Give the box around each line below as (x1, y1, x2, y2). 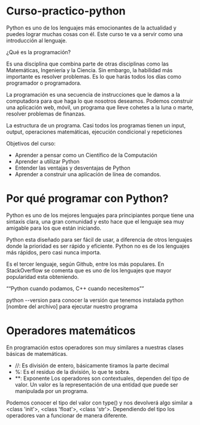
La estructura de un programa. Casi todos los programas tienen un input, (6, 121, 186, 129)
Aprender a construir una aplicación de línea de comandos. (14, 170, 162, 178)
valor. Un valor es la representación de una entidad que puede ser (14, 381, 178, 388)
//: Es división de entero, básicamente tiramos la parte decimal (14, 362, 169, 369)
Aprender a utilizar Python (14, 157, 80, 165)
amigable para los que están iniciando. (6, 224, 102, 231)
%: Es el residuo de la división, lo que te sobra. (14, 368, 131, 375)
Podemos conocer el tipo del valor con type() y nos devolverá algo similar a (6, 399, 193, 406)
